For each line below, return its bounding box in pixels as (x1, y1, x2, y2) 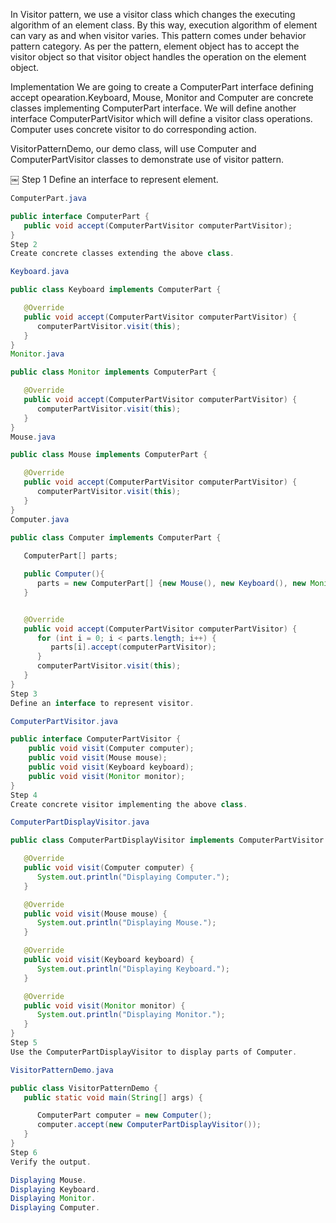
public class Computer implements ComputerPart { (10, 532, 222, 543)
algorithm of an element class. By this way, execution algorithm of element (10, 19, 318, 31)
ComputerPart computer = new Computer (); (36, 1110, 213, 1121)
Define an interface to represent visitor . (10, 698, 195, 708)
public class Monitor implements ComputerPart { (10, 367, 217, 378)
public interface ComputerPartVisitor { (10, 734, 182, 744)
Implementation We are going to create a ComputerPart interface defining (10, 81, 314, 93)
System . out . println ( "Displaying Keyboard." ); (36, 964, 230, 974)
